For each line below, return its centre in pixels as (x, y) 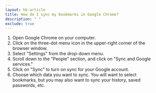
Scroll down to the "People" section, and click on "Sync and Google (81, 59)
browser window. (30, 48)
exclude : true (20, 24)
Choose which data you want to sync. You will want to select (74, 75)
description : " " (23, 19)
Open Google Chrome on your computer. (54, 38)
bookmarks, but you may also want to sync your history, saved (76, 80)
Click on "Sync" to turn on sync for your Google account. (71, 70)
